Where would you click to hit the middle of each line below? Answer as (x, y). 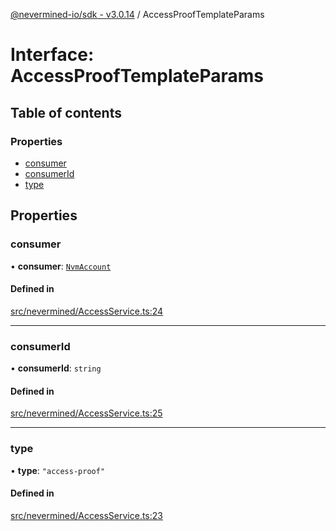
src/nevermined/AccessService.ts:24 (87, 311)
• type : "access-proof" (58, 470)
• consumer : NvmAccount (61, 266)
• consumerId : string (56, 368)
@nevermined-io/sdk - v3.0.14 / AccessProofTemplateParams (137, 14)
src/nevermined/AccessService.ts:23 (86, 515)
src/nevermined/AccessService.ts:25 (86, 413)
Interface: (52, 55)
